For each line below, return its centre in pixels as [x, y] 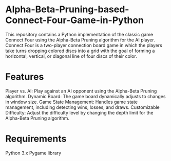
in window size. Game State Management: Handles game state [71, 102]
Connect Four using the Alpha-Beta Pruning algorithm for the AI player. [80, 40]
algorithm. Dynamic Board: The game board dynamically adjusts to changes [85, 96]
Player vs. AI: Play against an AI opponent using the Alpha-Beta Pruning [81, 91]
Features [25, 77]
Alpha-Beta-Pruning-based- [67, 9]
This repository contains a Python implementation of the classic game [79, 34]
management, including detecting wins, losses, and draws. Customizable [83, 107]
